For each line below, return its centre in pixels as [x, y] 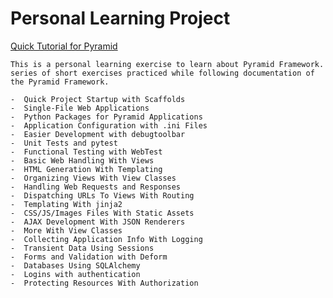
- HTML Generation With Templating [86, 169]
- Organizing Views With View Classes [93, 178]
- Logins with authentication [75, 274]
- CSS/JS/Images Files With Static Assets [102, 213]
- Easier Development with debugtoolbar [98, 134]
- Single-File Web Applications [80, 108]
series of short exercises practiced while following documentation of [162, 73]
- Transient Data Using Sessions [82, 248]
